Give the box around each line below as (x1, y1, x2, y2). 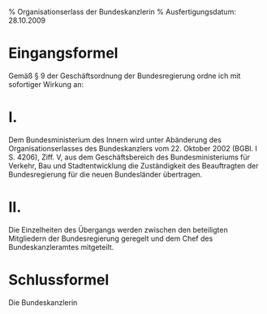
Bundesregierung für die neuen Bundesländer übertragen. (8, 169, 203, 179)
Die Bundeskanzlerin (8, 297, 78, 307)
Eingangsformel (8, 44, 118, 63)
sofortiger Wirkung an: (8, 79, 84, 89)
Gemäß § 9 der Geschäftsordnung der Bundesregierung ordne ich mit (8, 71, 241, 81)
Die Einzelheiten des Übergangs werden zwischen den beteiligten (8, 225, 229, 234)
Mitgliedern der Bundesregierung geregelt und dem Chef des (8, 233, 213, 243)
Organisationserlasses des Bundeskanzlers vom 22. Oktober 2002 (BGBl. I (8, 143, 257, 153)
